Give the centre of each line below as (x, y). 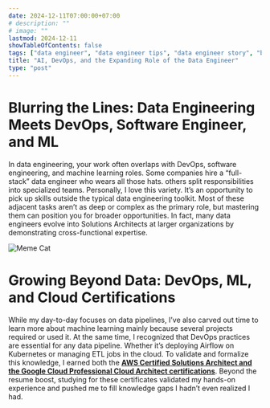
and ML (33, 142)
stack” (19, 181)
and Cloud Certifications (92, 297)
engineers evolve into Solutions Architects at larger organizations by (121, 224)
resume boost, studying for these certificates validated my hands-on (122, 379)
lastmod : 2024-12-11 (43, 38)
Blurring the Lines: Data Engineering (132, 107)
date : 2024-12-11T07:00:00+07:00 (64, 16)
